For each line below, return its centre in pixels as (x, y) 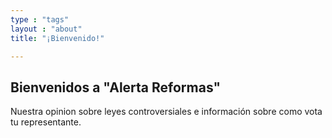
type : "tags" (40, 19)
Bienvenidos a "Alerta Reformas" (116, 87)
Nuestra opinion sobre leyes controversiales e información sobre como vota (166, 112)
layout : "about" (46, 29)
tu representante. (46, 122)
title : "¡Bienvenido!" (57, 38)
